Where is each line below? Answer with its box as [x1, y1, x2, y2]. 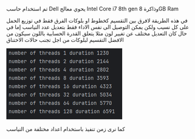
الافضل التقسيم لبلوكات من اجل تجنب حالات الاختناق [6, 36, 125, 43]
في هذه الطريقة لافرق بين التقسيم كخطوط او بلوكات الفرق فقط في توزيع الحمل [6, 17, 188, 24]
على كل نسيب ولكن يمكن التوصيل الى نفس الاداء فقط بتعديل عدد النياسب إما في [6, 24, 190, 30]
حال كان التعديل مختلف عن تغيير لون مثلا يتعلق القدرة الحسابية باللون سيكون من [6, 30, 187, 37]
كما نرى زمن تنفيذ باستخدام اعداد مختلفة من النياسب [6, 126, 126, 132]
